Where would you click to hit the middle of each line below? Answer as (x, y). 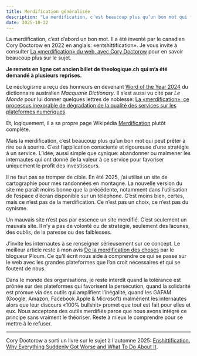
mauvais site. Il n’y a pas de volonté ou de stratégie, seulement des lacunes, (98, 226)
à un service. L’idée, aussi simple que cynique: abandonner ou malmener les (98, 153)
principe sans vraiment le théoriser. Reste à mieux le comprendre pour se (95, 317)
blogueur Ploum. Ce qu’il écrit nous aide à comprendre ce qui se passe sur (96, 256)
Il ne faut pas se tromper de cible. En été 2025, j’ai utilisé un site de (87, 177)
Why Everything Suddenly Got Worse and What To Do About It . (82, 347)
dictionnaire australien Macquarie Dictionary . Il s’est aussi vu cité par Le (93, 93)
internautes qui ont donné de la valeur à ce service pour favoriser (85, 160)
